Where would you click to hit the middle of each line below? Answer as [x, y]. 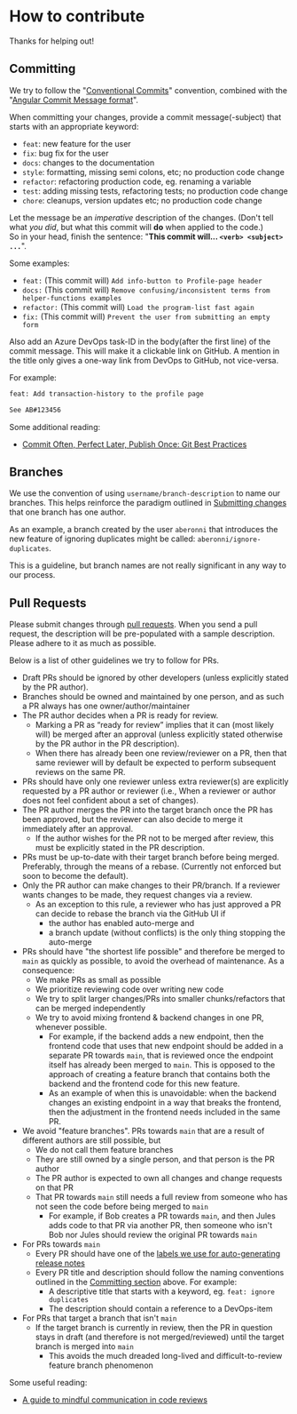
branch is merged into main [85, 1346]
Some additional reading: [55, 427]
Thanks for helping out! [52, 41]
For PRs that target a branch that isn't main [99, 1318]
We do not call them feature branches [104, 1150]
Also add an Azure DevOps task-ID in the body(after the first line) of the [140, 341]
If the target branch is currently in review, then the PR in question [154, 1328]
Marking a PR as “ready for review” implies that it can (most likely [155, 725]
